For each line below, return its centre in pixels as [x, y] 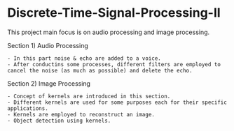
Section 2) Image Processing [49, 83]
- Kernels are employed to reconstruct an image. [81, 114]
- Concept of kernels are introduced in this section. [89, 96]
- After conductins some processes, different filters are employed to [114, 64]
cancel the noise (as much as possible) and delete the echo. [100, 70]
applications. [28, 108]
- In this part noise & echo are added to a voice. [84, 58]
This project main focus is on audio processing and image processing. [109, 32]
